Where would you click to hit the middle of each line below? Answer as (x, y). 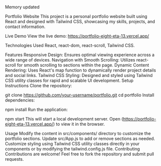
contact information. (25, 27)
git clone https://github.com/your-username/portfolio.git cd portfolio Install (80, 95)
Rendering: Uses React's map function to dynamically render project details (80, 70)
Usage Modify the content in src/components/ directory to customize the (78, 133)
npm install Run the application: (36, 109)
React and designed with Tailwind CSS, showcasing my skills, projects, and (80, 22)
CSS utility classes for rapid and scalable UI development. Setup (69, 80)
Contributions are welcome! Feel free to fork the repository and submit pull (80, 154)
